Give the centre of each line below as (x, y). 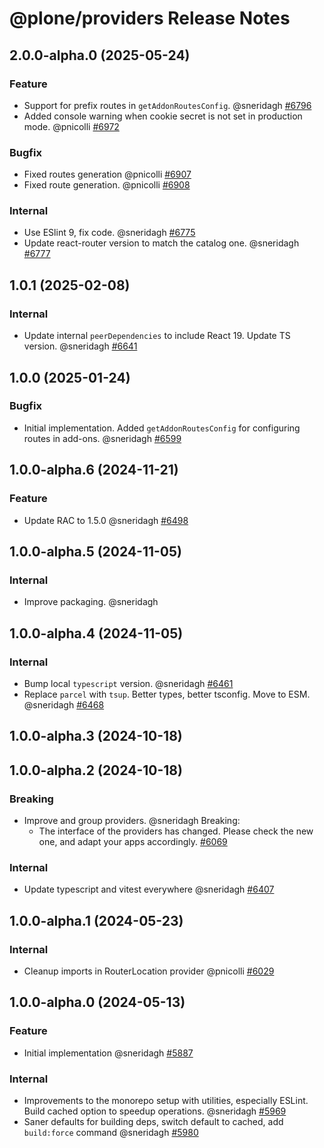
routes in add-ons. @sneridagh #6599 (102, 438)
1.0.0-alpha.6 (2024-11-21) (94, 470)
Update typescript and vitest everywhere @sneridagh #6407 (149, 889)
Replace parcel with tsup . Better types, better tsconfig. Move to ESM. (167, 694)
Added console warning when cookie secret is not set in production (163, 116)
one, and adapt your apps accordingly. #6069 (133, 841)
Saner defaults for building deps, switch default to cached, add (153, 1121)
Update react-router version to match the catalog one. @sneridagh (161, 243)
